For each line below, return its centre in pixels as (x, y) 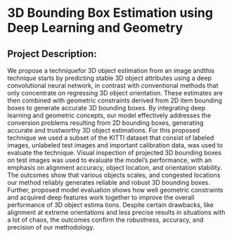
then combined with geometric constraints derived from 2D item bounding (115, 100)
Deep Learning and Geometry (95, 28)
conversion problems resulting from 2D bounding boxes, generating (105, 123)
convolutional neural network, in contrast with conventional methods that (113, 85)
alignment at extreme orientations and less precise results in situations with (116, 212)
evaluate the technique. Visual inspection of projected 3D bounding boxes (115, 153)
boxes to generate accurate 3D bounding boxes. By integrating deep (107, 108)
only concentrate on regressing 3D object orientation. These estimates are (115, 93)
